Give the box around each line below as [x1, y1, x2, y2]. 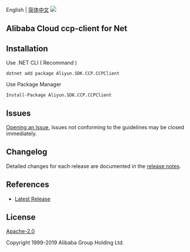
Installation [6, 43, 48, 53]
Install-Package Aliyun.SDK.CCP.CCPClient [6, 92, 112, 98]
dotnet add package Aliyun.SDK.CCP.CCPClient [6, 70, 119, 76]
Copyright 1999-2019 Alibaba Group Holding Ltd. [6, 239, 125, 246]
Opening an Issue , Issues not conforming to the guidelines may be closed [6, 124, 184, 131]
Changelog [6, 147, 48, 157]
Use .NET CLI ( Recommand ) [6, 59, 78, 66]
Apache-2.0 [6, 228, 35, 235]
